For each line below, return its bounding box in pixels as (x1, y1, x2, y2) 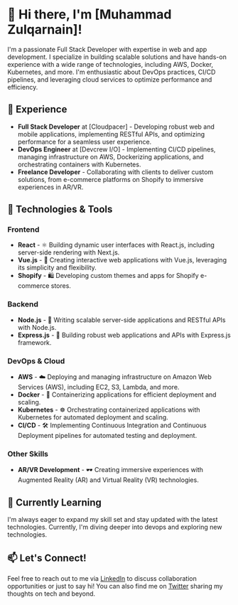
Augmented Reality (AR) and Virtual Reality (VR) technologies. (17, 476, 199, 484)
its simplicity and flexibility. (17, 263, 97, 272)
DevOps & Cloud (7, 355, 65, 365)
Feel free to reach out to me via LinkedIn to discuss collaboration (7, 574, 197, 582)
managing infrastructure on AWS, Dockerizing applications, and (17, 152, 204, 161)
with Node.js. (17, 323, 57, 331)
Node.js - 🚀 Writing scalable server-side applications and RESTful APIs (17, 316, 226, 324)
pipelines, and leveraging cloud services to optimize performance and (7, 75, 212, 84)
